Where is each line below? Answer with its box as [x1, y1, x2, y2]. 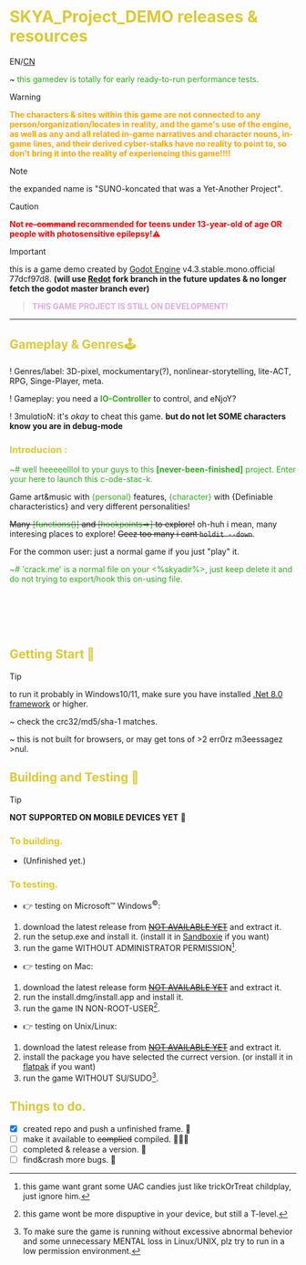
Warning [9, 91, 41, 102]
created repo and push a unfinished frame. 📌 [22, 1123, 191, 1134]
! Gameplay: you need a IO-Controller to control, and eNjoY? [9, 392, 237, 403]
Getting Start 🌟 [9, 646, 96, 663]
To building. [9, 834, 64, 847]
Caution [9, 201, 39, 212]
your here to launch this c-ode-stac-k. [9, 474, 153, 485]
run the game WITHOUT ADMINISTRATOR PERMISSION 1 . [22, 940, 238, 953]
